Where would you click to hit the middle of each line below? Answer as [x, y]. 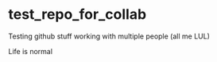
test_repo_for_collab [77, 15]
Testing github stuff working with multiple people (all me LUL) [109, 36]
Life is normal [31, 51]
